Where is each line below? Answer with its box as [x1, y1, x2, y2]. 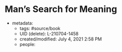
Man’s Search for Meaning [5, 3, 117, 15]
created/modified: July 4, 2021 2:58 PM [19, 36, 102, 42]
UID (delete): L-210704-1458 [19, 30, 79, 36]
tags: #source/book [19, 25, 61, 31]
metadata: [12, 20, 33, 26]
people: [19, 41, 36, 47]
